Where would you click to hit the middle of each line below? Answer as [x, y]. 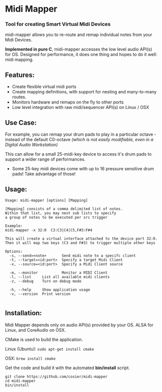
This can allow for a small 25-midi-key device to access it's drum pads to [78, 154]
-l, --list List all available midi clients [60, 277]
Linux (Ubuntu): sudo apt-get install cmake [50, 349]
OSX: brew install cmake [30, 358]
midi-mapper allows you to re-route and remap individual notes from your [79, 35]
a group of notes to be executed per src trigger [56, 217]
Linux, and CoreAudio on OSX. [36, 330]
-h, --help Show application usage [50, 290]
